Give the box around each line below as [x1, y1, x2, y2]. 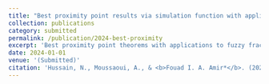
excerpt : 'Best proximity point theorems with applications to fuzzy [8, 42, 246, 50]
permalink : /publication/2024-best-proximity [8, 34, 163, 42]
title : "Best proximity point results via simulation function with [8, 11, 242, 20]
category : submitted [8, 26, 78, 34]
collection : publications [8, 19, 94, 27]
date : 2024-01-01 [8, 49, 66, 57]
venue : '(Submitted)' [8, 57, 81, 65]
